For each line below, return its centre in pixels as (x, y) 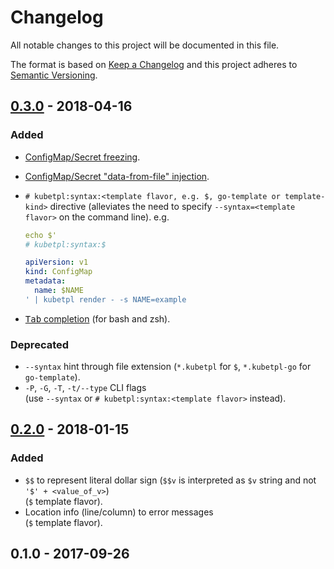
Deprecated (40, 344)
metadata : (45, 281)
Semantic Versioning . (54, 75)
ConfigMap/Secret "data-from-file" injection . (117, 176)
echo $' (40, 235)
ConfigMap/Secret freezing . (82, 157)
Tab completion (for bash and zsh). (97, 318)
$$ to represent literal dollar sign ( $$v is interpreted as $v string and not (170, 480)
